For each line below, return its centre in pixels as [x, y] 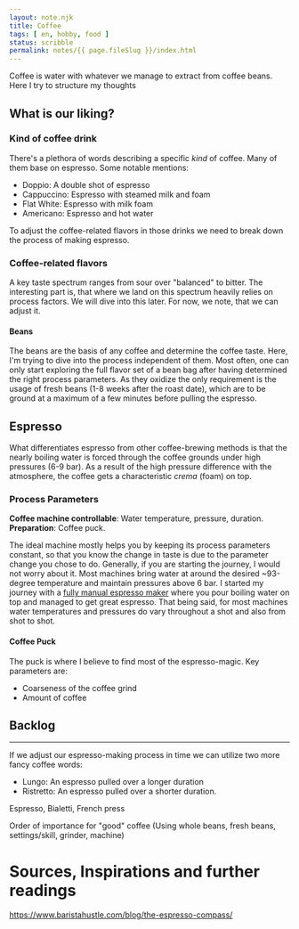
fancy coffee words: [46, 765]
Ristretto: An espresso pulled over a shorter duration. [119, 791]
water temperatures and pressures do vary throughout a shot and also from [148, 612]
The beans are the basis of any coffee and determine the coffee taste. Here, [149, 351]
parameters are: [39, 671]
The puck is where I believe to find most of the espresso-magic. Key [134, 661]
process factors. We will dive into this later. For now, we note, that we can [144, 302]
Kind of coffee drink [53, 139]
